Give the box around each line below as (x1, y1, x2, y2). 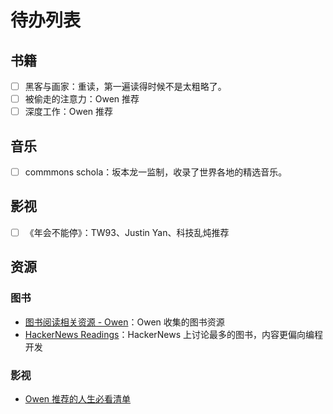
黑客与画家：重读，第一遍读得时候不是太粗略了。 (24, 81, 227, 92)
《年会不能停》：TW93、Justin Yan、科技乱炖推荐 (24, 226, 230, 238)
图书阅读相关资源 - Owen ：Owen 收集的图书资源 (24, 316, 225, 328)
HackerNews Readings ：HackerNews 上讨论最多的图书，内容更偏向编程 (24, 328, 324, 340)
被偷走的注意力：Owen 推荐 (24, 93, 140, 105)
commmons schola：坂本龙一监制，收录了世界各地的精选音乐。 (24, 166, 288, 178)
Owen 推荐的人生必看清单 (24, 392, 132, 405)
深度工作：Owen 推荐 (24, 106, 114, 118)
